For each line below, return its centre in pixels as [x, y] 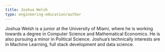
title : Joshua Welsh [27, 10]
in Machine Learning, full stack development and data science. [70, 44]
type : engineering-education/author [43, 14]
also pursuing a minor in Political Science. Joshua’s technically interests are [83, 39]
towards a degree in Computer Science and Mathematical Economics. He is [83, 34]
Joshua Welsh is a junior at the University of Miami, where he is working [79, 28]
